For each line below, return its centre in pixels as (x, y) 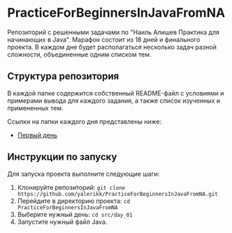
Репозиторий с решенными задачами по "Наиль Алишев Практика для (114, 32)
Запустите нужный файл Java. (62, 222)
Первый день (37, 135)
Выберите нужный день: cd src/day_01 (75, 214)
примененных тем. (36, 108)
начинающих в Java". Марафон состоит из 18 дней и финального (104, 39)
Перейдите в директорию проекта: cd (74, 201)
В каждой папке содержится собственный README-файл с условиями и (116, 93)
